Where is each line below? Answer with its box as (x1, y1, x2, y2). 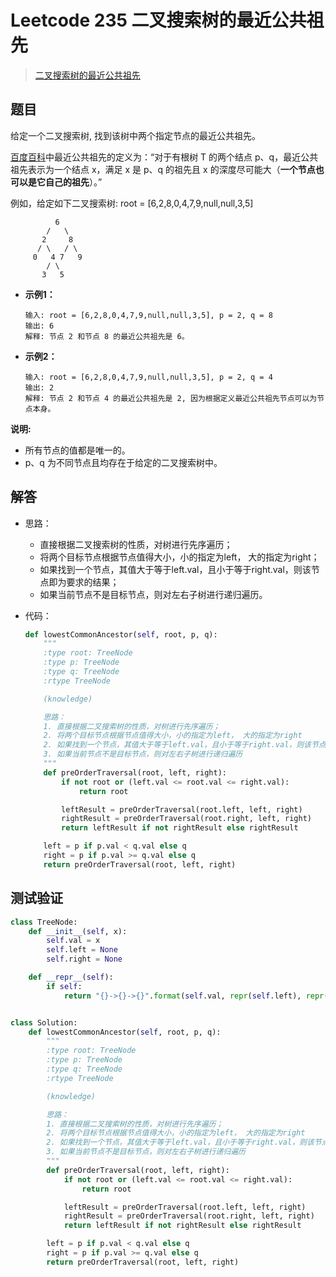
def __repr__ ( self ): (28, 972, 114, 982)
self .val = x (46, 936, 101, 946)
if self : (46, 981, 83, 991)
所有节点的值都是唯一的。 (24, 444, 131, 456)
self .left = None (46, 945, 118, 955)
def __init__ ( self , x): (28, 926, 128, 936)
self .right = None (46, 954, 123, 965)
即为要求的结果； (48, 576, 120, 588)
